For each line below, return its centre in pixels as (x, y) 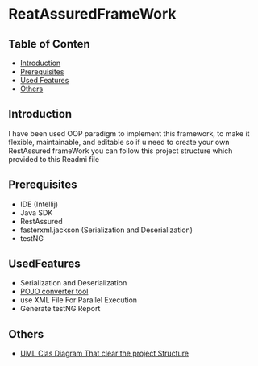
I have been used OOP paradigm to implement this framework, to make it (129, 133)
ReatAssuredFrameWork (92, 14)
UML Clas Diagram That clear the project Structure (104, 354)
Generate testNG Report (60, 309)
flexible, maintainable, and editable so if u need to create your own (119, 142)
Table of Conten (49, 44)
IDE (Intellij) (39, 204)
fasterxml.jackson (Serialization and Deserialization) (106, 230)
